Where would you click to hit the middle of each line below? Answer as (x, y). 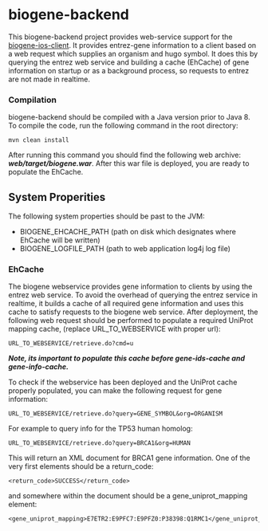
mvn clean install (39, 140)
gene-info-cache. (39, 367)
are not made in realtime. (49, 79)
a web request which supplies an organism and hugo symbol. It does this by (133, 53)
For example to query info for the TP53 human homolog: (100, 429)
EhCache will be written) (60, 240)
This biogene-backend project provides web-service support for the (120, 37)
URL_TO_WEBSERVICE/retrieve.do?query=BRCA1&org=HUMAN (100, 443)
